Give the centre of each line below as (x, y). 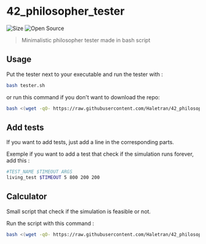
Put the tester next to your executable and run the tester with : (85, 74)
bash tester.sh (26, 85)
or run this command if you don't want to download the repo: (83, 97)
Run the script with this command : (50, 223)
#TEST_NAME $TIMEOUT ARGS (39, 172)
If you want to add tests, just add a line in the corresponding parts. (90, 142)
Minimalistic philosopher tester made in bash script (86, 40)
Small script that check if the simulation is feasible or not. (79, 211)
